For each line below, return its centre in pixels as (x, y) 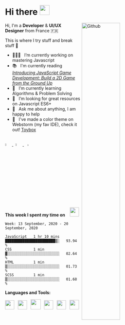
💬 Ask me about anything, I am (44, 109)
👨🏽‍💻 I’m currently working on (43, 55)
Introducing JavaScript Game (42, 73)
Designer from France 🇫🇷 (32, 30)
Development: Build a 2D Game (44, 77)
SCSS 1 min (25, 275)
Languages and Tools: (28, 293)
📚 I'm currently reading (37, 65)
